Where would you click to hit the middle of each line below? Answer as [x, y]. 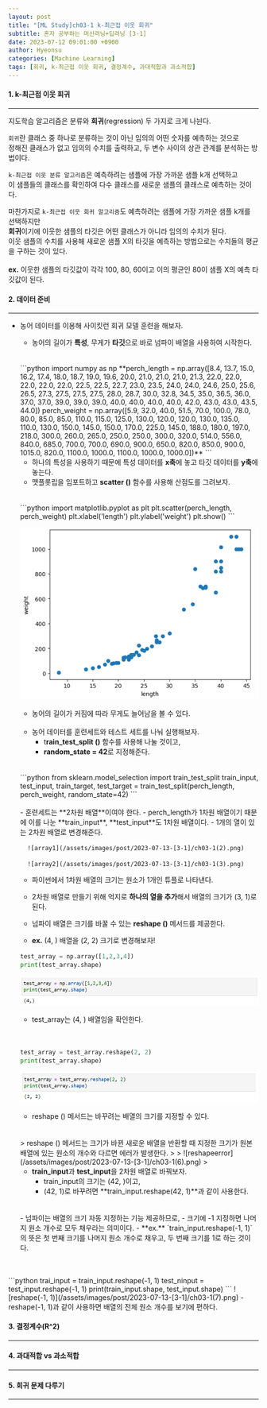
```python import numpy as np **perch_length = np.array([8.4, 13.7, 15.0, [137, 369]
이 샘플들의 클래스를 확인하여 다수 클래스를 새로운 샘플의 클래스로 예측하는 [123, 185]
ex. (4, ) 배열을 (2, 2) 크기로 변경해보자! [93, 941]
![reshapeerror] [208, 1153]
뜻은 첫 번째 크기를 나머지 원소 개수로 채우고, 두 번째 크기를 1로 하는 [132, 1238]
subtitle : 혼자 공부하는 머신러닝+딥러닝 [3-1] [77, 33]
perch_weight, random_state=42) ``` [78, 795]
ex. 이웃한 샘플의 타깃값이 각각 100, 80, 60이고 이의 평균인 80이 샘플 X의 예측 [129, 269]
